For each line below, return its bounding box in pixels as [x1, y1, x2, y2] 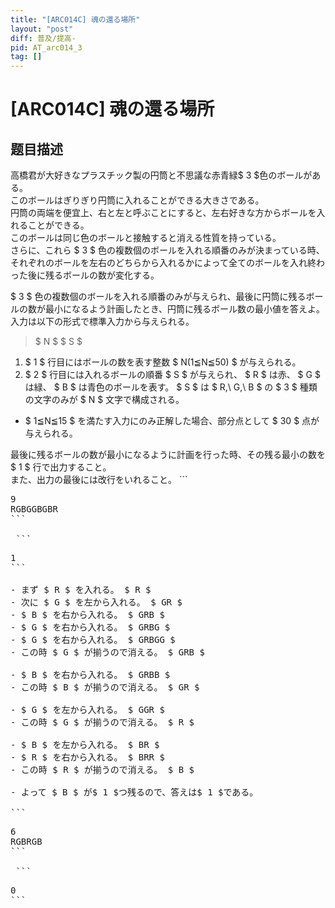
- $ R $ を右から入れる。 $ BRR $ [10, 752, 165, 763]
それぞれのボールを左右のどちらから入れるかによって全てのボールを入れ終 [10, 257, 317, 269]
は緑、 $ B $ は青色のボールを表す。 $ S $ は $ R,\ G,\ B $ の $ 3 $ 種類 [24, 381, 318, 393]
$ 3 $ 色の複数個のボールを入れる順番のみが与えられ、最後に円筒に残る [10, 291, 307, 303]
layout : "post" [10, 24, 74, 34]
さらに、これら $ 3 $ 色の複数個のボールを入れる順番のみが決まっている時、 [10, 244, 325, 256]
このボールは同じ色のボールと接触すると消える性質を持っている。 [10, 232, 282, 244]
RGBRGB [10, 836, 43, 848]
